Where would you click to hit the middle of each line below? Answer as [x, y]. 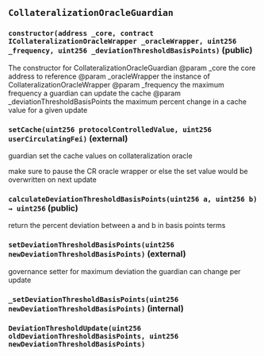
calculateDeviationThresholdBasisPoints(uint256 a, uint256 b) [133, 199]
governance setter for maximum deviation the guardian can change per [124, 271]
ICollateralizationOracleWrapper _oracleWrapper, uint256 [122, 41]
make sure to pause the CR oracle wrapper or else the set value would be [128, 171]
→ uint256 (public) [43, 208]
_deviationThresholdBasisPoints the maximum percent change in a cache [128, 101]
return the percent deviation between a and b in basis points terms [117, 226]
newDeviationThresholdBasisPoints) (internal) [96, 308]
